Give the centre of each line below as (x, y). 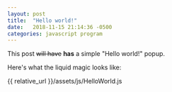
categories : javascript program (55, 34)
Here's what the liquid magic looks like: (64, 67)
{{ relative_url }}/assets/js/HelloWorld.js (65, 81)
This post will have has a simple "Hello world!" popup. (86, 54)
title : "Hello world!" (42, 21)
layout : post (27, 14)
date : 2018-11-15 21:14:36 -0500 (60, 27)
